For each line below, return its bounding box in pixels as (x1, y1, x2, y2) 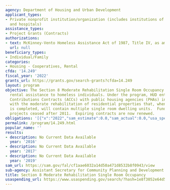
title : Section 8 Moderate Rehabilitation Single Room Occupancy (5, 172, 146, 177)
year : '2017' (10, 149, 37, 154)
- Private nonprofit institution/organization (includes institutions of (5, 17, 164, 22)
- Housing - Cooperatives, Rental (5, 64, 78, 69)
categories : (5, 59, 30, 64)
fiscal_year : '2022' (5, 73, 49, 79)
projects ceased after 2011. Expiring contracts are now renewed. (10, 111, 155, 117)
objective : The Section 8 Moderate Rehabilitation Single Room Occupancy (5, 87, 164, 93)
